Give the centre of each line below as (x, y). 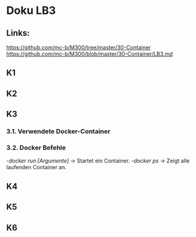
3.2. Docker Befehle (36, 148)
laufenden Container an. (36, 167)
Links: (18, 33)
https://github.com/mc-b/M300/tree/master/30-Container (79, 47)
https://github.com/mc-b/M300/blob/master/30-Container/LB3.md (90, 54)
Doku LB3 (31, 11)
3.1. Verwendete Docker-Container (58, 132)
